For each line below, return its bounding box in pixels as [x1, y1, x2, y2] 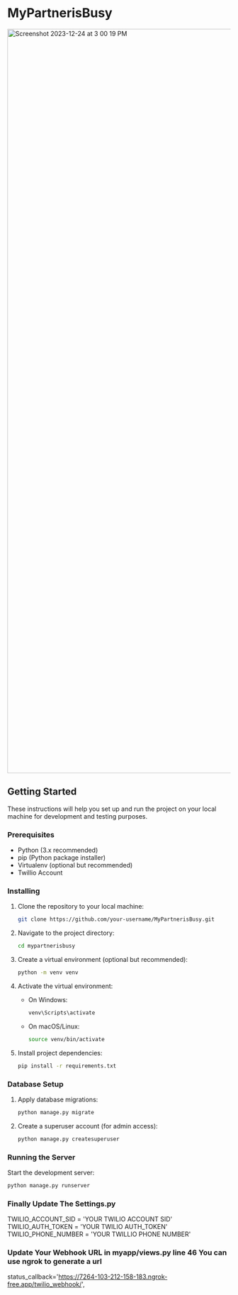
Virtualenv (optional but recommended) [17, 861, 133, 870]
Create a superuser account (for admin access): [17, 1121, 158, 1130]
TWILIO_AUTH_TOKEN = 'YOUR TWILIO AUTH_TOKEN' [7, 1223, 168, 1231]
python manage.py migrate [17, 1109, 94, 1116]
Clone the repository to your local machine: [17, 902, 144, 911]
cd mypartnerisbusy [17, 943, 76, 950]
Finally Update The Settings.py [7, 1199, 116, 1209]
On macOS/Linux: [28, 1022, 80, 1031]
